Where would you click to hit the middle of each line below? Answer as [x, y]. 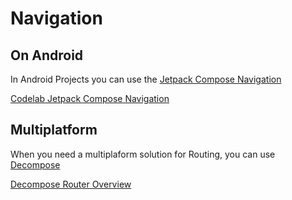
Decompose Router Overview [71, 184]
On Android [47, 55]
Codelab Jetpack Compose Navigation [90, 98]
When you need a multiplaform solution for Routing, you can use [143, 154]
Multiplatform [54, 130]
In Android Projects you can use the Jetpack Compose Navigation [146, 79]
